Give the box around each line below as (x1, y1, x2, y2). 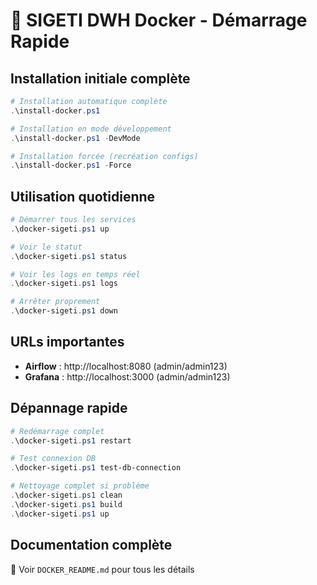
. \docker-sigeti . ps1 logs (10, 279, 118, 289)
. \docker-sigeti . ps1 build (10, 499, 123, 509)
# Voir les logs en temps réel (10, 269, 141, 279)
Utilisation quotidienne (10, 188, 156, 205)
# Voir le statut (10, 242, 83, 252)
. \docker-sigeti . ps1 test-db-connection (10, 463, 182, 473)
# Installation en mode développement (10, 124, 172, 134)
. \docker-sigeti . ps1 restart (10, 435, 132, 446)
